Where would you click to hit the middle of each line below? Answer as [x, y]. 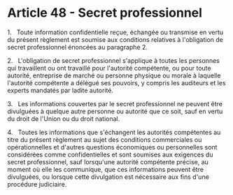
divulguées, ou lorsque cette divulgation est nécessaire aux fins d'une [108, 177]
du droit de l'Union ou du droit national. [64, 118]
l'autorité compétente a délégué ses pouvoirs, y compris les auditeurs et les [116, 82]
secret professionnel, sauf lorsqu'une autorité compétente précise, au [108, 161]
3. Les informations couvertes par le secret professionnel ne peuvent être [115, 103]
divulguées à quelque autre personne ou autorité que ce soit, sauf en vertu [115, 111]
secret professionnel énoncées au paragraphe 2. [78, 47]
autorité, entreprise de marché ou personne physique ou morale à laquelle [114, 75]
